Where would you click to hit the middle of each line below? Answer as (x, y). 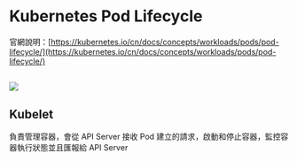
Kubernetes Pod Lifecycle (106, 16)
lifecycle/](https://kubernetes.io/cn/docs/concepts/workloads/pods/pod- (143, 51)
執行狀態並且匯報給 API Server (72, 148)
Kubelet (31, 114)
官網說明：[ (30, 42)
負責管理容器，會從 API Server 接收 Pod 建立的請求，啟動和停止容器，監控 (145, 137)
